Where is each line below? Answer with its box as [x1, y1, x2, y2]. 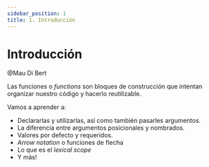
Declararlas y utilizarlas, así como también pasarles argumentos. [17, 117, 201, 125]
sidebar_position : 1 [7, 10, 67, 17]
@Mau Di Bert [7, 69, 47, 77]
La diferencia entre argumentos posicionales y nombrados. [17, 124, 185, 132]
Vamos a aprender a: [7, 103, 67, 111]
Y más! [17, 153, 37, 161]
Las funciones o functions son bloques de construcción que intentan [7, 82, 203, 90]
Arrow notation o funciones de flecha [17, 139, 124, 147]
